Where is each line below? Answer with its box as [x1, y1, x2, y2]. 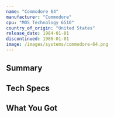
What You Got [6, 103, 58, 113]
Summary [6, 63, 43, 73]
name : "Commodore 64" [6, 8, 59, 15]
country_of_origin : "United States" [6, 25, 95, 31]
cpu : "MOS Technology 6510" [6, 19, 75, 25]
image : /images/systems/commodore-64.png [6, 42, 109, 48]
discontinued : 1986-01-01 [6, 36, 69, 42]
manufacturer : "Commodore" [6, 14, 72, 20]
